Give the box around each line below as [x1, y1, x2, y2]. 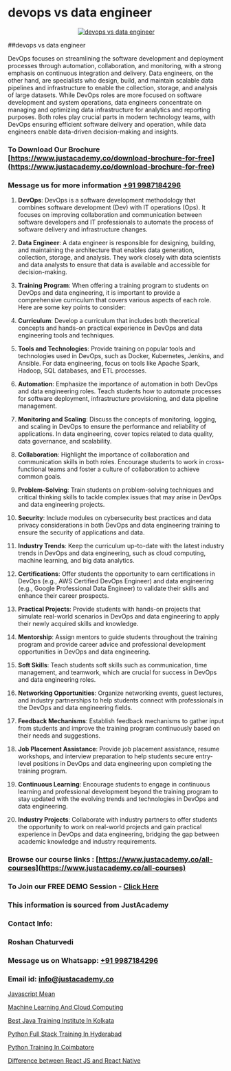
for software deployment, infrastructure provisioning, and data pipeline [17, 395, 219, 403]
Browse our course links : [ [8, 855, 99, 864]
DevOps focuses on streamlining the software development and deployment [8, 54, 224, 63]
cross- [206, 458, 225, 466]
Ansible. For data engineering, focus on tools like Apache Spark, [17, 360, 200, 368]
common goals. [17, 472, 63, 481]
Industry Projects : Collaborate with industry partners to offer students [17, 815, 217, 824]
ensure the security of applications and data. [17, 528, 145, 537]
